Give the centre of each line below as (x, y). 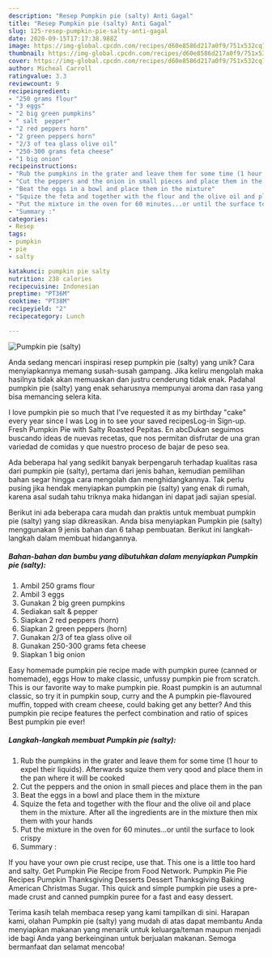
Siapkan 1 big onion (53, 654)
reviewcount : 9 (34, 83)
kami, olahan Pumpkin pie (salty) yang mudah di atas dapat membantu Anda (136, 921)
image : (19, 46)
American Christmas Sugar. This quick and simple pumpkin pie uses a (125, 888)
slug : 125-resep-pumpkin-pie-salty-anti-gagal (88, 31)
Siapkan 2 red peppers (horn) (69, 620)
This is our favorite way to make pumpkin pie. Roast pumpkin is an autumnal (135, 687)
